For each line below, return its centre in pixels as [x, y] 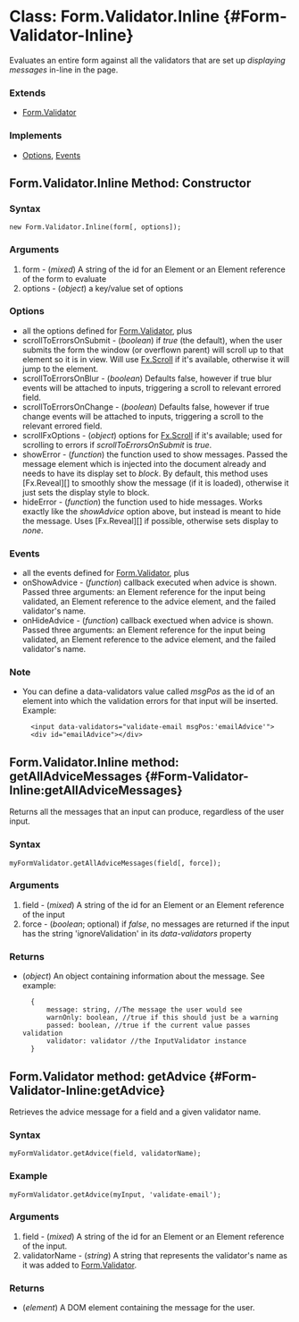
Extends [28, 93]
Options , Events [51, 155]
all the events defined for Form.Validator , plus [106, 573]
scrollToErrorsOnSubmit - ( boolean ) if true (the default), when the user [152, 340]
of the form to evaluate [64, 278]
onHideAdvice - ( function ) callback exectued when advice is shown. [148, 621]
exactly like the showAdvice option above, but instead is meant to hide [151, 511]
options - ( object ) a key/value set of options [103, 288]
